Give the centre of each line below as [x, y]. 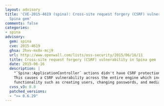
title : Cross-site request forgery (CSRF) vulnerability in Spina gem [83, 60]
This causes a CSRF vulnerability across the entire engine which [83, 78]
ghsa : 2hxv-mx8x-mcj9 [31, 50]
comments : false [21, 23]
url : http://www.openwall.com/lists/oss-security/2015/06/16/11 [76, 55]
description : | [25, 69]
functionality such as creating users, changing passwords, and [81, 82]
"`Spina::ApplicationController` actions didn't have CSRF [75, 73]
